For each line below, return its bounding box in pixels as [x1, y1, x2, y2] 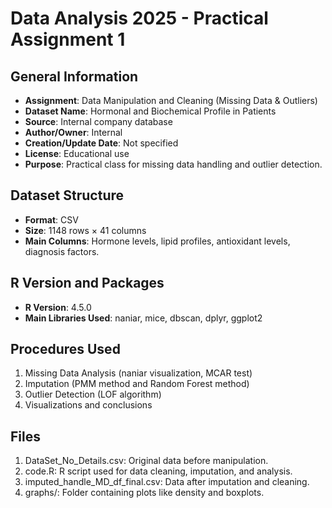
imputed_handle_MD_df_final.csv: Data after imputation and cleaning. [24, 476, 310, 488]
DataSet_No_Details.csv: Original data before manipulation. [24, 455, 269, 467]
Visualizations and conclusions [24, 399, 153, 411]
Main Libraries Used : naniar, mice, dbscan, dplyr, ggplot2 [24, 312, 263, 324]
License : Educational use [24, 148, 130, 159]
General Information [10, 68, 139, 85]
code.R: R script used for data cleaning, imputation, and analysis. [24, 465, 293, 477]
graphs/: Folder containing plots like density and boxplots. [24, 487, 265, 499]
